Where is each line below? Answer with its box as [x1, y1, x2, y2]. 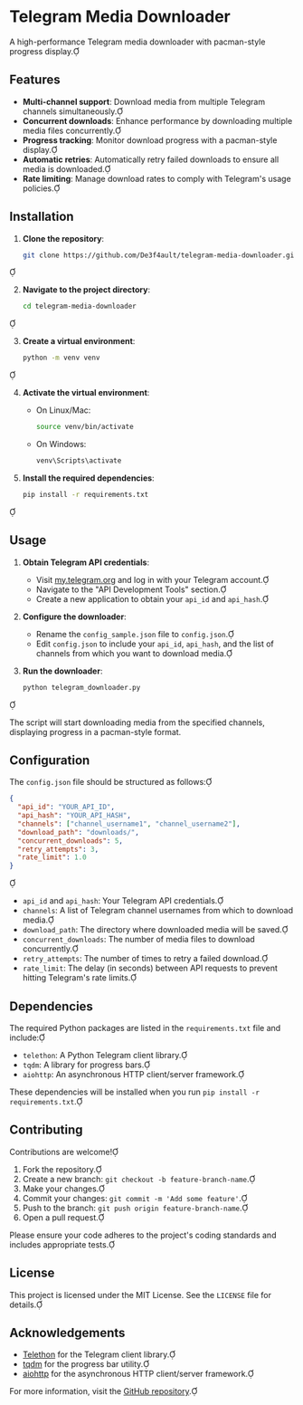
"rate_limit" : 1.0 [17, 853, 88, 862]
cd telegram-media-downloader [22, 301, 137, 311]
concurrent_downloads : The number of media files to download [22, 934, 255, 945]
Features [9, 72, 61, 88]
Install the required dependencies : [22, 473, 156, 483]
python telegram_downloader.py [22, 683, 141, 692]
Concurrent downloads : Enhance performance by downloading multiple [22, 115, 293, 126]
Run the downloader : [22, 665, 103, 676]
